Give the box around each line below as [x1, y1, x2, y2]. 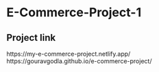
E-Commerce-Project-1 [6, 5, 142, 20]
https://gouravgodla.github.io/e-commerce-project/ [6, 57, 152, 65]
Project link [6, 32, 56, 43]
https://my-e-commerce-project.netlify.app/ [6, 50, 131, 58]
